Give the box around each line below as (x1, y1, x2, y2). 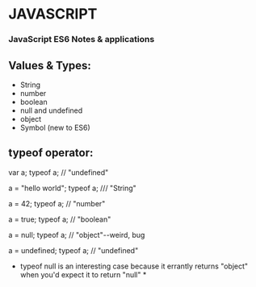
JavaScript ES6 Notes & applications (8, 34, 155, 45)
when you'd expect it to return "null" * (19, 269, 147, 279)
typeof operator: (8, 146, 94, 160)
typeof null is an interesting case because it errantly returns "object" (19, 261, 249, 271)
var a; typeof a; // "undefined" (8, 167, 109, 177)
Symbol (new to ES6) (19, 123, 90, 132)
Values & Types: (8, 58, 91, 73)
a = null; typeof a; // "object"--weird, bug (8, 230, 145, 239)
